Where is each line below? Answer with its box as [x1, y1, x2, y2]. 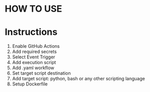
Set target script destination [12, 70, 71, 76]
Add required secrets [12, 49, 57, 55]
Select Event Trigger [12, 54, 56, 60]
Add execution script [12, 59, 57, 66]
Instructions [5, 26, 58, 38]
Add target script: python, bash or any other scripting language [12, 76, 145, 82]
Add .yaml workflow [12, 65, 55, 71]
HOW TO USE [5, 3, 62, 15]
